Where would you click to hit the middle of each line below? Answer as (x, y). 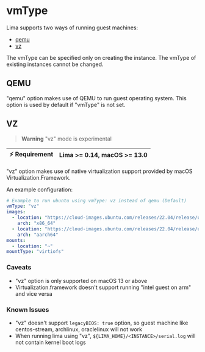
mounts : (16, 240)
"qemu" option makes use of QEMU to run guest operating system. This (97, 98)
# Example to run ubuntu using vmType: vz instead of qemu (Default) (97, 200)
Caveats (19, 268)
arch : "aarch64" (38, 235)
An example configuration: (40, 189)
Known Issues (28, 309)
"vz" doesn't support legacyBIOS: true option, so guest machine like (102, 323)
